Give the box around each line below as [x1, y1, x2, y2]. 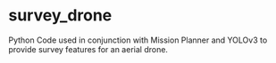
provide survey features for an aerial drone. [8, 43, 169, 54]
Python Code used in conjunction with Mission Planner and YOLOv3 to [8, 35, 268, 45]
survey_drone [8, 5, 113, 26]
